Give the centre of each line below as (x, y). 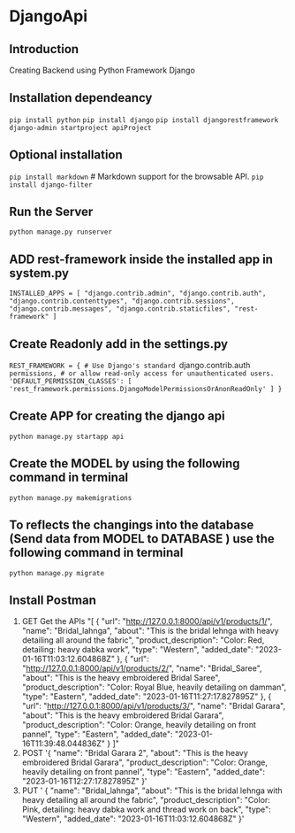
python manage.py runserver (61, 232)
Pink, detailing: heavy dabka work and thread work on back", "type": (146, 810)
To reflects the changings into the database (132, 525)
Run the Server (51, 212)
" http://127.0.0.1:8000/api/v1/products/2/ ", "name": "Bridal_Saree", (142, 668)
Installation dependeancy (81, 98)
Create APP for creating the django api (117, 416)
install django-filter (51, 185)
